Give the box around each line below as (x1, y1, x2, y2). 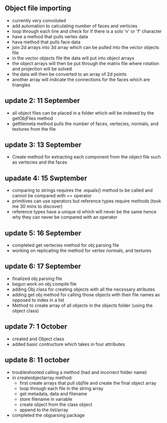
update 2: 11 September (5, 96, 80, 105)
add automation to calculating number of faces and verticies (12, 23, 138, 29)
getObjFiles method (12, 115, 53, 121)
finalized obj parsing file (12, 275, 63, 282)
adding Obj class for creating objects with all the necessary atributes (12, 286, 155, 292)
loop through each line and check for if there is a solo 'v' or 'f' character (12, 28, 162, 34)
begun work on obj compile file (12, 281, 77, 287)
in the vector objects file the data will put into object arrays (12, 55, 135, 61)
